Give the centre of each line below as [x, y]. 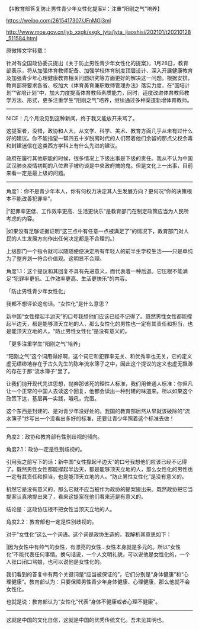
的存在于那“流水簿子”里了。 [40, 371]
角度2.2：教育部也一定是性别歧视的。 [52, 522]
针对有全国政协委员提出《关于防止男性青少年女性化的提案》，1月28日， [92, 63]
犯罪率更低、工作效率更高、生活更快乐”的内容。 [72, 278]
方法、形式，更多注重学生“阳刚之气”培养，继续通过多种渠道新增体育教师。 [102, 100]
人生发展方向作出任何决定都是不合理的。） [67, 238]
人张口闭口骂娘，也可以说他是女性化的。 [55, 562]
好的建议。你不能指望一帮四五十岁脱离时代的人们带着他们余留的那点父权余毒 [99, 138]
